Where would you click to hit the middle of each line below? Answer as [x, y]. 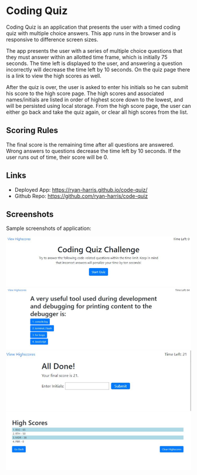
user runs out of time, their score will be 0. [57, 157]
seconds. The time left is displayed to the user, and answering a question [94, 63]
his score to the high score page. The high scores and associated [85, 93]
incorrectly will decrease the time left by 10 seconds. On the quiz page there [98, 69]
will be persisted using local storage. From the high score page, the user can [98, 106]
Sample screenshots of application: [49, 228]
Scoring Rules [32, 130]
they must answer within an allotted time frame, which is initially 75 [87, 57]
